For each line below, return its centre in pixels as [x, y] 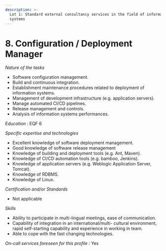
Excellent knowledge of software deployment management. [73, 143]
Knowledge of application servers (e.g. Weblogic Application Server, [82, 164]
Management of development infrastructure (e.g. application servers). [83, 98]
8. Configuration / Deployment [69, 43]
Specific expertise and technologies [42, 133]
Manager [24, 54]
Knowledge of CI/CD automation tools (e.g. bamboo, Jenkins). [76, 158]
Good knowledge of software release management [64, 148]
